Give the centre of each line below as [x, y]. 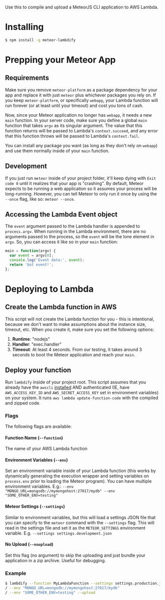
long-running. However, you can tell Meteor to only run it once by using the [81, 193]
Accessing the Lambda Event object [61, 214]
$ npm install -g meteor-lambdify [41, 40]
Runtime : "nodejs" [31, 339]
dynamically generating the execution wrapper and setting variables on [77, 476]
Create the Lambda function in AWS [61, 307]
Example [16, 573]
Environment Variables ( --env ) [37, 460]
